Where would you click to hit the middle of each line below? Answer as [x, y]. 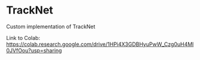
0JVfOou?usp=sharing [34, 50]
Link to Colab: [23, 38]
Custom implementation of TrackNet [51, 26]
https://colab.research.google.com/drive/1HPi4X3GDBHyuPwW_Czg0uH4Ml [100, 44]
